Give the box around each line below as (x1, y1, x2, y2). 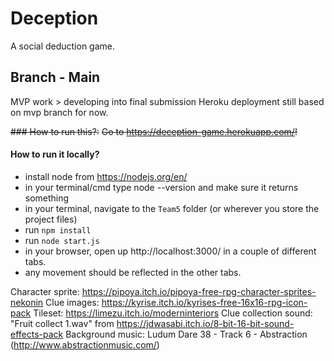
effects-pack (10, 328, 64, 340)
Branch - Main (10, 69, 101, 86)
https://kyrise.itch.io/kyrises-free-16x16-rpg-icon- (101, 296, 308, 308)
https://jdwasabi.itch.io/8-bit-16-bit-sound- (116, 317, 295, 329)
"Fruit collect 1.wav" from (10, 317, 115, 329)
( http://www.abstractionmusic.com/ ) (10, 338, 160, 351)
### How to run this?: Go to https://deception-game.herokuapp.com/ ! (10, 125, 298, 137)
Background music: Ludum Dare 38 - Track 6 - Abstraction (65, 328, 308, 340)
